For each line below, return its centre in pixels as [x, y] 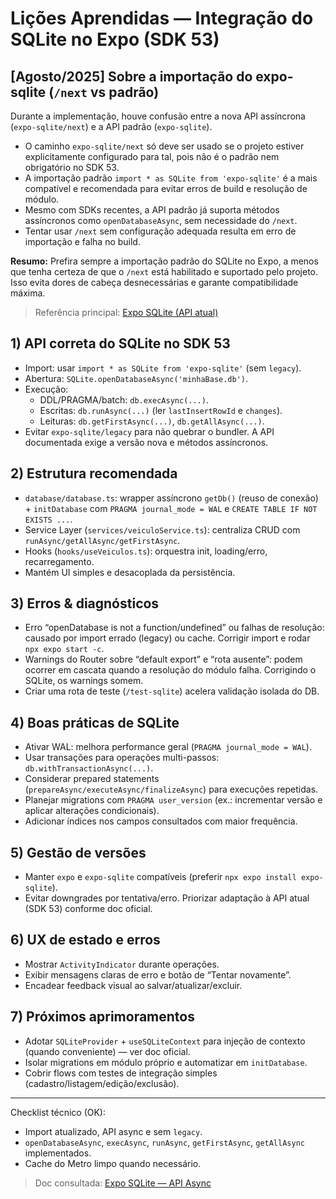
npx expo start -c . [64, 649]
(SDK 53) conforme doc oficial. [88, 909]
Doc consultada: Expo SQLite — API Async [123, 1183]
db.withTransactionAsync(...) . [89, 768]
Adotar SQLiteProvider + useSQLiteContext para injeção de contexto [165, 1041]
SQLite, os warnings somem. [84, 681]
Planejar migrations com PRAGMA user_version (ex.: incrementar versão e [173, 800]
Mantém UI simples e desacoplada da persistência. [130, 572]
